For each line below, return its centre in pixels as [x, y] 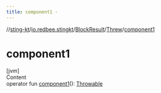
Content [16, 77]
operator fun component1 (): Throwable [54, 83]
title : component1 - [32, 12]
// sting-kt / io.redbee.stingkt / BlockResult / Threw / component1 [80, 29]
